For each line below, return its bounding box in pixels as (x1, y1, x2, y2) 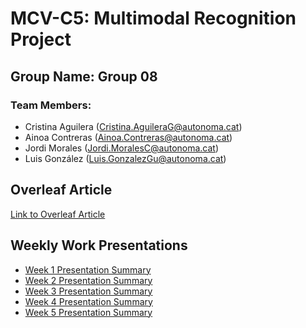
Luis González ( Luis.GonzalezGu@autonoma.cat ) (24, 152, 227, 164)
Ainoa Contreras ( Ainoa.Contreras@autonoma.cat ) (24, 131, 233, 143)
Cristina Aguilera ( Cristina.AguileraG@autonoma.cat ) (24, 120, 243, 132)
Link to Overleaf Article (10, 208, 106, 220)
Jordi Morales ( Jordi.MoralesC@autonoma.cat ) (24, 142, 220, 154)
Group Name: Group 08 (10, 68, 158, 85)
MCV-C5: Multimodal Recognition (10, 7, 297, 30)
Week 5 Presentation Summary (24, 306, 153, 318)
